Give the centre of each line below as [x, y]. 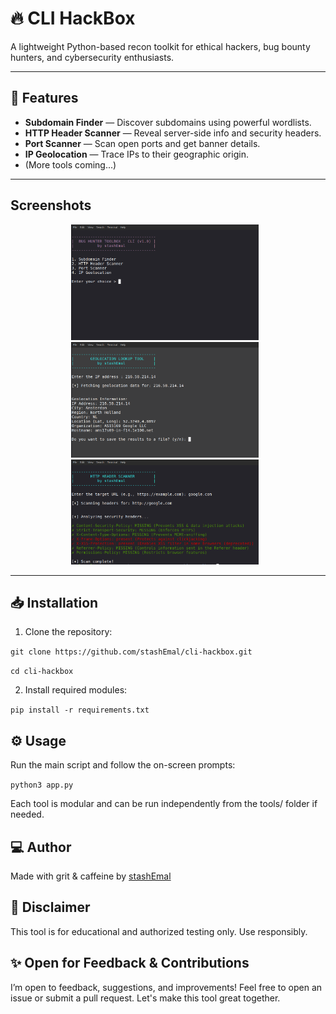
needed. [27, 814]
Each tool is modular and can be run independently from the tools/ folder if [164, 804]
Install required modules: [76, 690]
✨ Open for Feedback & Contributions [130, 963]
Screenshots [51, 205]
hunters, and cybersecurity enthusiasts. [92, 57]
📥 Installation [54, 603]
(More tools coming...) [70, 164]
